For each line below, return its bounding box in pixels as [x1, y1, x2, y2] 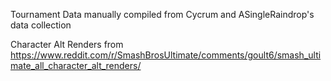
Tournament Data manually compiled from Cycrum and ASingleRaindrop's [10, 9, 315, 20]
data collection [10, 19, 72, 31]
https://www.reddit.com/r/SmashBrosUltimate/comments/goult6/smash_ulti [10, 49, 322, 61]
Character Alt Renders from [10, 39, 124, 50]
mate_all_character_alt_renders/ [10, 60, 142, 71]
